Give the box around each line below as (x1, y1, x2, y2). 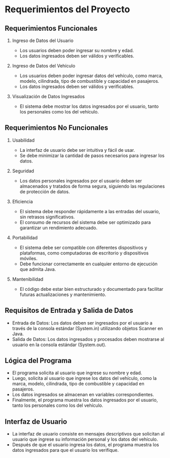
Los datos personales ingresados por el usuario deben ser (19, 177, 142, 184)
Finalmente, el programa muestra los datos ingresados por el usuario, (12, 397, 158, 403)
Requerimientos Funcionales (5, 24, 98, 33)
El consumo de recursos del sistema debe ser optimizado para (19, 219, 151, 225)
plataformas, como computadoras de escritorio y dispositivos (19, 249, 149, 256)
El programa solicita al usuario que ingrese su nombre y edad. (12, 370, 142, 376)
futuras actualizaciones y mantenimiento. (19, 291, 106, 297)
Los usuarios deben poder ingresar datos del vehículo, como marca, (19, 73, 163, 79)
